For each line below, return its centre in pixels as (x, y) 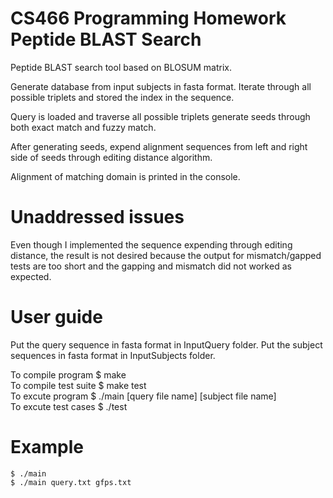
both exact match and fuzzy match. (83, 127)
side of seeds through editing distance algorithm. (111, 157)
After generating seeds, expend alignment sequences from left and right (159, 146)
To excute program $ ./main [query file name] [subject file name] (143, 396)
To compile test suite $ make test (78, 385)
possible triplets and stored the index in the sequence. (122, 97)
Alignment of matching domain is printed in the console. (125, 176)
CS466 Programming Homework (148, 18)
